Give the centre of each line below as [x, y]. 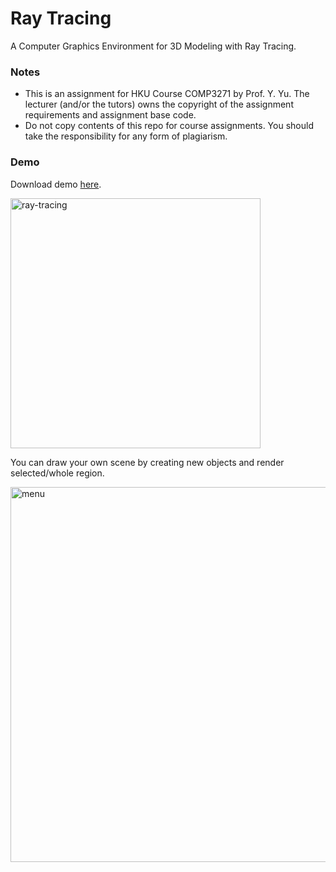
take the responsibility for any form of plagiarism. [126, 136]
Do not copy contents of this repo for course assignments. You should [169, 126]
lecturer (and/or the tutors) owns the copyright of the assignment [159, 104]
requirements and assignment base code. [110, 115]
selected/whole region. [57, 473]
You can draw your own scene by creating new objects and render [147, 462]
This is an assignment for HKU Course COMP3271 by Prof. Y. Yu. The [167, 94]
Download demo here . [56, 184]
